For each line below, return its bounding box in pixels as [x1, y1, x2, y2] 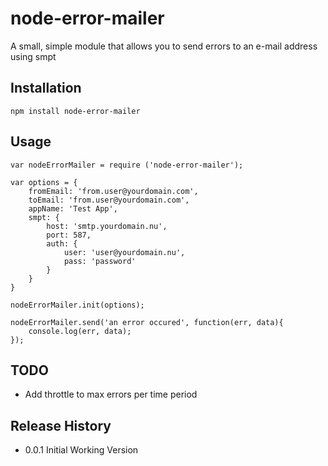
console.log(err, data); [28, 326, 132, 336]
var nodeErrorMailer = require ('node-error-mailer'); [10, 160, 244, 170]
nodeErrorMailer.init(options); [10, 300, 145, 310]
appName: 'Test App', [28, 203, 118, 214]
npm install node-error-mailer [10, 106, 141, 116]
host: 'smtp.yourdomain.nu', [46, 221, 168, 231]
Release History [10, 417, 112, 434]
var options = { [10, 177, 78, 187]
